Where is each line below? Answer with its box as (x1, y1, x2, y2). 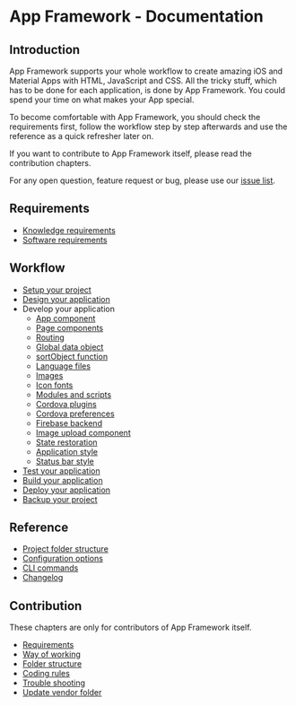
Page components (35, 322, 104, 333)
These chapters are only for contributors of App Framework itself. (9, 622, 252, 633)
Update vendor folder (22, 687, 102, 698)
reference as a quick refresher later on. (9, 131, 154, 141)
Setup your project (22, 284, 91, 295)
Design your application (22, 293, 110, 304)
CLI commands (22, 562, 79, 573)
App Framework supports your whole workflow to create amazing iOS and (9, 65, 283, 76)
